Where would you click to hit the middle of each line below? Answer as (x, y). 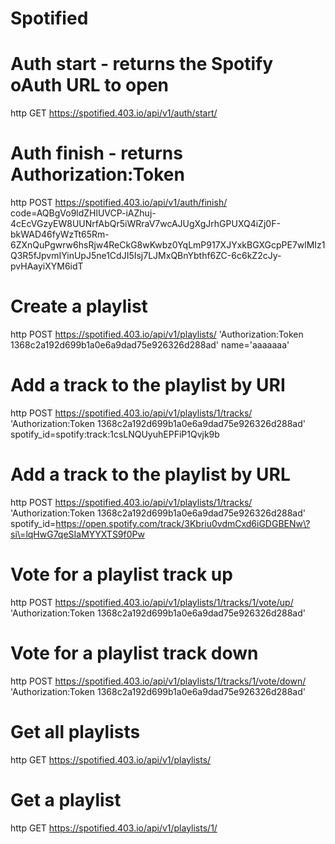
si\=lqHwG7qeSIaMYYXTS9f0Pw (77, 534)
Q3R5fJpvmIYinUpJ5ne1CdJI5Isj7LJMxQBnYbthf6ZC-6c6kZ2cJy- (146, 256)
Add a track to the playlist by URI (148, 385)
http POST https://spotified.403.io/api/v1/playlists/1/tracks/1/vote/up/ (152, 602)
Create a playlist (79, 306)
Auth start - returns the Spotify (142, 64)
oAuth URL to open (90, 85)
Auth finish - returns (96, 153)
